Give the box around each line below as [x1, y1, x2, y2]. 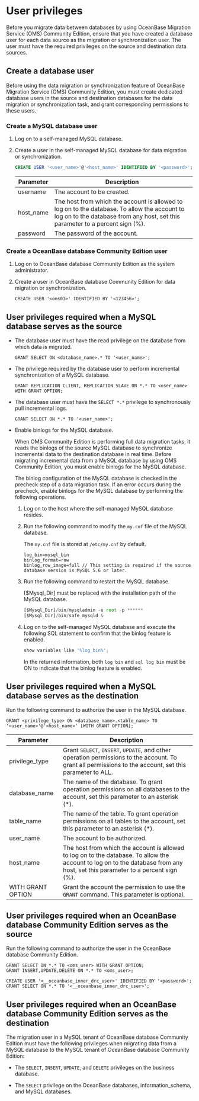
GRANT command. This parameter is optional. [63, 890, 185, 898]
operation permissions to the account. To [63, 753, 178, 762]
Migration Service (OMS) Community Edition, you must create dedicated [6, 88, 182, 95]
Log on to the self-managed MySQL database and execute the [23, 623, 176, 630]
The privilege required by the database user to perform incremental [14, 365, 179, 373]
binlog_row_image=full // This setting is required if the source [23, 563, 191, 569]
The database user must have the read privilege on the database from [14, 337, 186, 344]
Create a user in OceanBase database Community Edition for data [14, 278, 176, 285]
